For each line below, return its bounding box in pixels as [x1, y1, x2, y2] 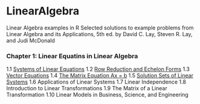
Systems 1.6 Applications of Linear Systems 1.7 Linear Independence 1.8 [6, 78, 187, 85]
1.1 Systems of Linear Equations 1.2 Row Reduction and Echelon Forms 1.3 [6, 66, 190, 73]
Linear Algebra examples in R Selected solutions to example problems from [6, 24, 194, 31]
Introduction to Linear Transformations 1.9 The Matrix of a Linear [6, 85, 168, 92]
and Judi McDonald [6, 37, 56, 44]
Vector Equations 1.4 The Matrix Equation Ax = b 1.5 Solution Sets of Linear [6, 72, 194, 79]
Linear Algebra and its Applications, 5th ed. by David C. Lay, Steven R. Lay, [6, 30, 193, 37]
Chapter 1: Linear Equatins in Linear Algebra [6, 52, 138, 60]
